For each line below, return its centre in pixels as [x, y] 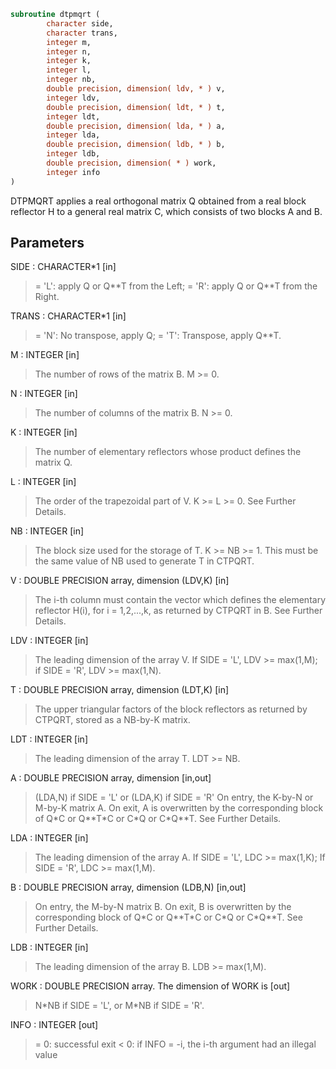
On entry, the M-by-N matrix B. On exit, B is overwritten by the [163, 907]
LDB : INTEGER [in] [49, 947]
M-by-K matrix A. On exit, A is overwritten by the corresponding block [179, 808]
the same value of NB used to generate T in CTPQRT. [144, 561]
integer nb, [71, 80]
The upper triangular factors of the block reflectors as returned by [171, 709]
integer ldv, [73, 98]
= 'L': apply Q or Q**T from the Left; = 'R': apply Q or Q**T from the [176, 286]
